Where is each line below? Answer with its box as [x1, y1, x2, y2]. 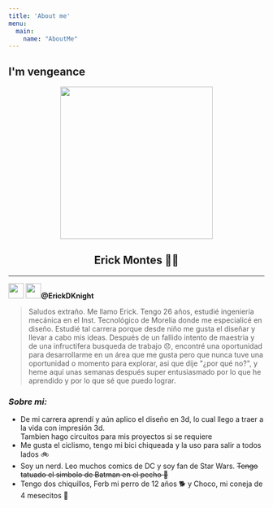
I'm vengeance [8, 64, 86, 78]
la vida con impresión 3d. [19, 423, 106, 433]
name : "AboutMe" [23, 34, 79, 43]
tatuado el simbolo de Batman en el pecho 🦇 [19, 470, 169, 480]
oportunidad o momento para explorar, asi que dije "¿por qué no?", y [28, 358, 258, 368]
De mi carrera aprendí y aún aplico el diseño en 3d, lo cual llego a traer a [19, 415, 264, 424]
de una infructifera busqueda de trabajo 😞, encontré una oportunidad [28, 341, 262, 350]
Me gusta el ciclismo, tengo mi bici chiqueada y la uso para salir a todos [19, 441, 262, 450]
